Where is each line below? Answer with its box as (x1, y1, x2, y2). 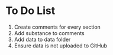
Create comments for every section (14, 23, 101, 30)
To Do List (5, 4, 56, 18)
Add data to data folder (14, 36, 71, 43)
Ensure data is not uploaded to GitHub (14, 42, 108, 49)
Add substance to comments (14, 29, 85, 36)
